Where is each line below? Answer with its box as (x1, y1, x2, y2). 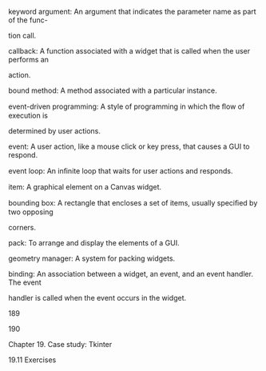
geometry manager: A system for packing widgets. (8, 253, 176, 263)
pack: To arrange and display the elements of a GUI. (8, 238, 180, 247)
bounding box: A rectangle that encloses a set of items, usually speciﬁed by (8, 198, 258, 207)
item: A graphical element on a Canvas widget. (8, 182, 162, 191)
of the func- (8, 15, 48, 25)
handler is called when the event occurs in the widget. (8, 293, 187, 302)
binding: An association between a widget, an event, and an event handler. (8, 269, 254, 278)
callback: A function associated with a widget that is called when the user (8, 46, 250, 55)
